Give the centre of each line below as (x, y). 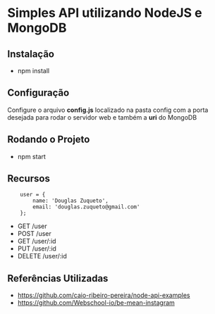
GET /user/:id (37, 241)
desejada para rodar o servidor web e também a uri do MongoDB (102, 117)
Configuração (38, 93)
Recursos (29, 178)
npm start (31, 156)
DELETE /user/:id (42, 256)
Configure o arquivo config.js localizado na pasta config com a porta (108, 110)
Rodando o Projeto (49, 140)
